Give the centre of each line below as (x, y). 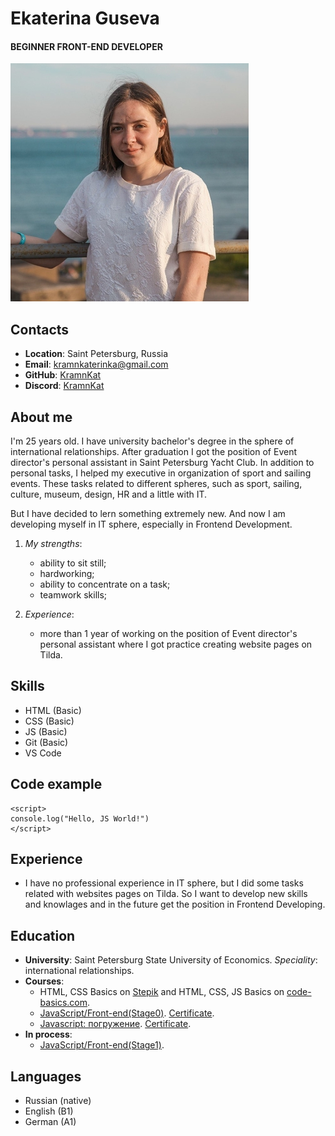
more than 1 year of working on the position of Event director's (168, 634)
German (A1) (50, 1122)
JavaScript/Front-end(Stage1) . (102, 1045)
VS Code (43, 753)
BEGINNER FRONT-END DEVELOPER (86, 46)
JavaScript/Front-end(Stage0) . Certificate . (127, 1013)
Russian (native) (58, 1101)
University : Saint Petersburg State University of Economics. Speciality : (171, 960)
